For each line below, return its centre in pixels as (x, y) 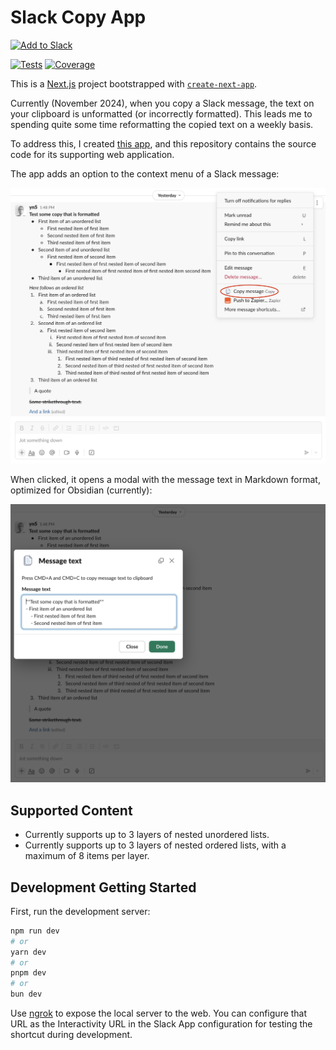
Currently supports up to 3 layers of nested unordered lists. (147, 835)
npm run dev (35, 931)
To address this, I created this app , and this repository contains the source (163, 143)
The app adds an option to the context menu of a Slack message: (145, 173)
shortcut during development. (71, 1035)
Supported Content (71, 810)
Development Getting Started (103, 887)
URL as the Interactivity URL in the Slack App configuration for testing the (161, 1024)
